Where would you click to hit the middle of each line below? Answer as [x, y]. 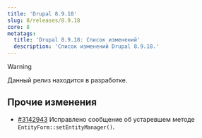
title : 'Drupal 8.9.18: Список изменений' [77, 40]
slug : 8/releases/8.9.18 [44, 20]
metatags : [22, 33]
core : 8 [19, 27]
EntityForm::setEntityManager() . [66, 127]
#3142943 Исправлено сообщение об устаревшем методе [106, 119]
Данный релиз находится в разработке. [67, 80]
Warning [19, 67]
